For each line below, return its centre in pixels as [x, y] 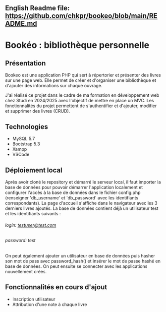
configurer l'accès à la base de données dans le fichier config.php [73, 192]
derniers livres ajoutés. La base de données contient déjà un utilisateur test [82, 208]
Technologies [27, 127]
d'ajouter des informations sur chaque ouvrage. [54, 86]
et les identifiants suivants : [33, 214]
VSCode [21, 155]
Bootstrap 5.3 [26, 144]
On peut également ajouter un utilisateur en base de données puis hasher [80, 255]
